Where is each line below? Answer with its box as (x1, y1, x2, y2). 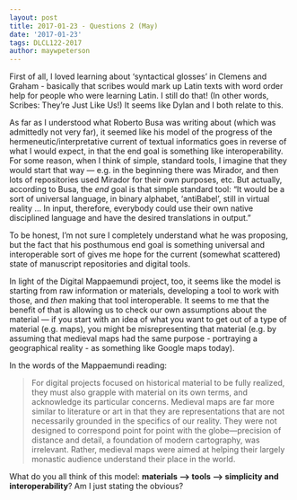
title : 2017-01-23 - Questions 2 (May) (9, 22, 159, 31)
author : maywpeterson (9, 47, 91, 56)
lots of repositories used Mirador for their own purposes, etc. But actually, (9, 174, 283, 185)
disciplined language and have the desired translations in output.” (9, 213, 251, 224)
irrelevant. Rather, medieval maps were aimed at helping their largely (31, 444, 285, 455)
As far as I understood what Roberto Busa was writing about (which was (9, 118, 276, 128)
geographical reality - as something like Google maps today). (9, 343, 235, 354)
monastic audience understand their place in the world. (31, 454, 236, 465)
